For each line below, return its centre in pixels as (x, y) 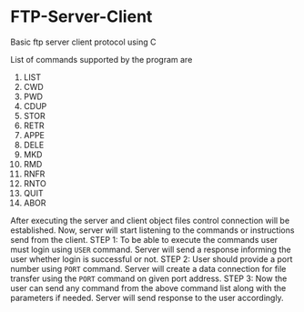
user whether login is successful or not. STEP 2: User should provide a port (152, 259)
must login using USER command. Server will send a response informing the (151, 249)
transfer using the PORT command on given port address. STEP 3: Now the (149, 278)
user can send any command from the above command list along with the (148, 287)
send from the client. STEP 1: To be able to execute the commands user (144, 239)
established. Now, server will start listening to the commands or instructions (152, 230)
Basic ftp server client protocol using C (83, 42)
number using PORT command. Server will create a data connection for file (148, 268)
